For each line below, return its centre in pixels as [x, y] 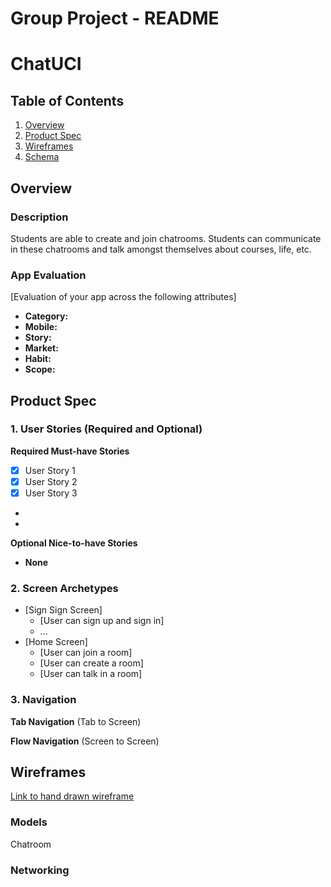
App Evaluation [48, 275]
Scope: [40, 369]
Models [29, 822]
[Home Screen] [56, 642]
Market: [41, 348]
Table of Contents [67, 100]
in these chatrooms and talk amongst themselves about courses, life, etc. [161, 249]
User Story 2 [51, 481]
